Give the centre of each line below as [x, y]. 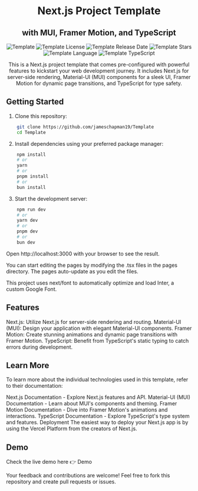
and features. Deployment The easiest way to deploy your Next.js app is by [97, 423]
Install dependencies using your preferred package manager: [89, 143]
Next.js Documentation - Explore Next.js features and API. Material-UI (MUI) [98, 397]
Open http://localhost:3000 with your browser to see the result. [83, 253]
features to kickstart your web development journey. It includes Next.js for [99, 71]
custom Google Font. [32, 289]
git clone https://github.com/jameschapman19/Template [85, 127]
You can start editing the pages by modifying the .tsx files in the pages [92, 265]
